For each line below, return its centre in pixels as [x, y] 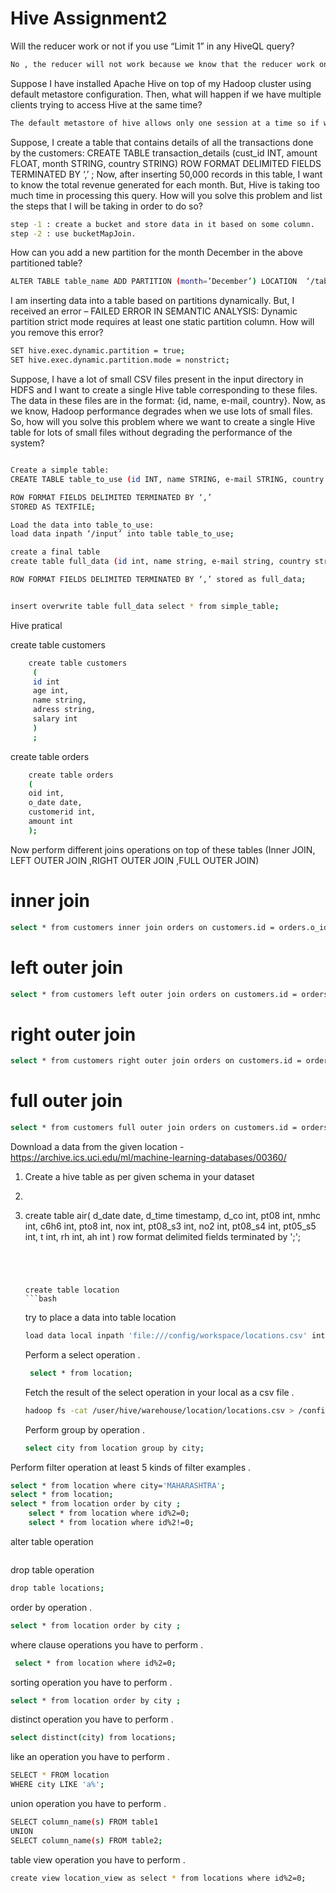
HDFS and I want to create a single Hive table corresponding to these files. [164, 390]
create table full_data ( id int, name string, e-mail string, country [160, 562]
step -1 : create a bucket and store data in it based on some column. [162, 224]
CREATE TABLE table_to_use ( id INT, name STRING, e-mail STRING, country [167, 479]
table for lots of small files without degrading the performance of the [151, 433]
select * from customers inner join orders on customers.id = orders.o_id [169, 927]
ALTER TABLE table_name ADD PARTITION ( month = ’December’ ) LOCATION [154, 282]
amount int [51, 822]
